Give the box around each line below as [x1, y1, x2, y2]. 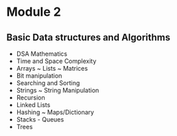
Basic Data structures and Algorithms [6, 32, 171, 43]
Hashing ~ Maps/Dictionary [16, 108, 94, 116]
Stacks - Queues [16, 115, 64, 124]
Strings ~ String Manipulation [16, 87, 99, 94]
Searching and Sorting [16, 79, 80, 87]
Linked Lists [16, 101, 51, 109]
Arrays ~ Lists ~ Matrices [16, 65, 88, 72]
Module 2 [6, 4, 61, 20]
